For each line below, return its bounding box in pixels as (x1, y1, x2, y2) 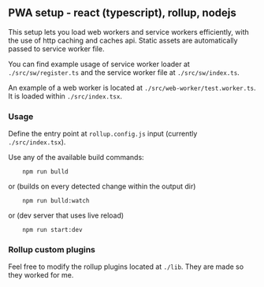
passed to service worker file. (8, 43, 105, 54)
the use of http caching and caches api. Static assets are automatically (8, 35, 238, 45)
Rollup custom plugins (8, 244, 96, 255)
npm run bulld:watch (22, 197, 90, 205)
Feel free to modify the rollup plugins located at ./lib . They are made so (8, 262, 244, 271)
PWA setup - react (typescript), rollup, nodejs (8, 6, 236, 20)
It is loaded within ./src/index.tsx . (8, 91, 122, 101)
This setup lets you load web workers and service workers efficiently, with (8, 27, 250, 36)
